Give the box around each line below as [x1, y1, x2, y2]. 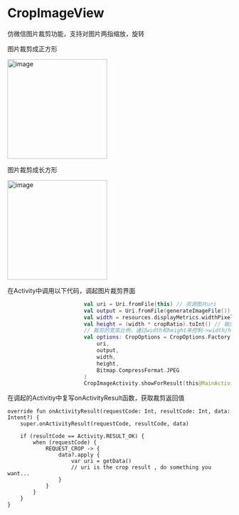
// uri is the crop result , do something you [70, 464, 212, 471]
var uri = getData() [70, 457, 132, 465]
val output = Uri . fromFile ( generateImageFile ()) [83, 307, 231, 314]
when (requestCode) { [33, 439, 97, 446]
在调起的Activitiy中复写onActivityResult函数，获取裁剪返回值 [7, 393, 185, 403]
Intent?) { [7, 414, 40, 421]
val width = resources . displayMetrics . [83, 314, 202, 321]
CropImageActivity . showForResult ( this [83, 380, 199, 387]
